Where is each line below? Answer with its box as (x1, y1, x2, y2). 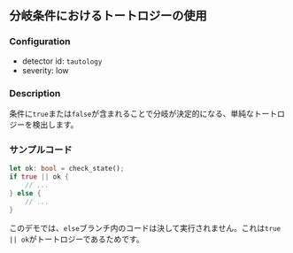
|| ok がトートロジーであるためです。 (9, 234, 144, 244)
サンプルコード (9, 143, 73, 156)
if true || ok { (9, 172, 69, 181)
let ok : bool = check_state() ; (9, 165, 125, 173)
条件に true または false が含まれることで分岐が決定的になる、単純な (9, 108, 255, 119)
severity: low (21, 65, 69, 75)
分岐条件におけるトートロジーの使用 (9, 8, 207, 24)
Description (9, 87, 61, 99)
